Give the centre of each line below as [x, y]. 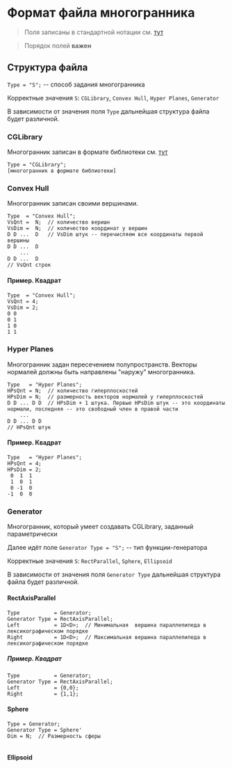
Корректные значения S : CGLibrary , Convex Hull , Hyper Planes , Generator [113, 98]
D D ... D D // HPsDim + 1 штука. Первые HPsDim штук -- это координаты [116, 403]
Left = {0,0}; [43, 688]
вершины [18, 241]
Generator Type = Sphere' [44, 730]
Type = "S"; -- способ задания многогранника [76, 84]
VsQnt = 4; [23, 301]
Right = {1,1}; [43, 694]
